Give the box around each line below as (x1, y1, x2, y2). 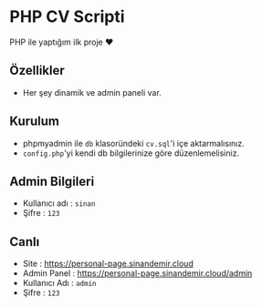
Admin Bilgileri (9, 173, 95, 189)
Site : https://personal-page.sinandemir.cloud (22, 258, 194, 270)
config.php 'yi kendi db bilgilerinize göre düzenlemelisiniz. (22, 148, 240, 159)
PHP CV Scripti (9, 6, 125, 27)
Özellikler (9, 63, 66, 78)
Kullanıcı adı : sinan (22, 198, 96, 209)
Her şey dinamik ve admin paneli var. (22, 87, 162, 97)
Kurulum (9, 114, 60, 129)
